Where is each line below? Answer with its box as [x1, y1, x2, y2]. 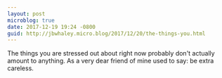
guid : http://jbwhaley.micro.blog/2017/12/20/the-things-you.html [7, 30, 206, 37]
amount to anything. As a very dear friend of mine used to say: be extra [7, 57, 214, 65]
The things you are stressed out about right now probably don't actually [7, 49, 216, 58]
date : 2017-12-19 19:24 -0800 [7, 23, 96, 30]
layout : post [7, 10, 46, 18]
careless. [7, 64, 34, 72]
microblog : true [7, 17, 55, 24]
